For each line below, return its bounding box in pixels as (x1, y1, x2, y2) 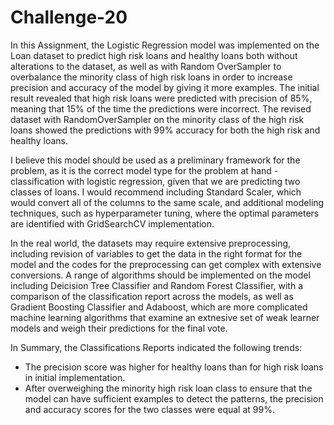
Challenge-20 (10, 6, 128, 29)
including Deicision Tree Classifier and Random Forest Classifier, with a (10, 279, 304, 291)
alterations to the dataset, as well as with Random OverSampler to (10, 60, 282, 72)
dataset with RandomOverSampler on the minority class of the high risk (10, 113, 305, 125)
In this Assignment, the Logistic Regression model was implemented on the (10, 39, 320, 51)
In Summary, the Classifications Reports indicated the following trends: (10, 341, 303, 353)
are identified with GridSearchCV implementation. (10, 217, 215, 230)
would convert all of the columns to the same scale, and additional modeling (10, 196, 325, 208)
